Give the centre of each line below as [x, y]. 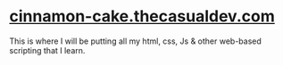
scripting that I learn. [47, 50]
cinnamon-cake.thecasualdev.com [142, 16]
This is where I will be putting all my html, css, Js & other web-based [135, 41]
